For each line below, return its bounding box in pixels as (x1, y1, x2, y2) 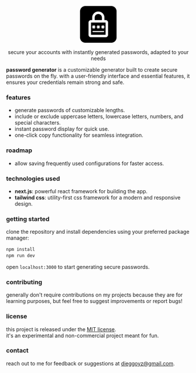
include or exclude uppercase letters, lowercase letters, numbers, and (14, 113, 184, 120)
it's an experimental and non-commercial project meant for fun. (6, 332, 159, 339)
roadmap (6, 146, 33, 154)
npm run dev (6, 253, 35, 259)
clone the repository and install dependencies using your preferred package (6, 228, 190, 236)
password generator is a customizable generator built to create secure (6, 66, 178, 73)
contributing (6, 278, 43, 286)
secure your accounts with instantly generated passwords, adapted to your (8, 49, 189, 55)
